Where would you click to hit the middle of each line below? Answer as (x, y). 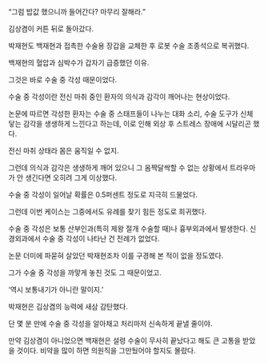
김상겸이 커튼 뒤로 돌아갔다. (51, 29)
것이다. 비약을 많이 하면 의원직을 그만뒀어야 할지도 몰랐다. (106, 351)
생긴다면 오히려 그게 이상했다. (71, 178)
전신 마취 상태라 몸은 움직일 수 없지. (64, 151)
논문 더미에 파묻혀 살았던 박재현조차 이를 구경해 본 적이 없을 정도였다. (116, 255)
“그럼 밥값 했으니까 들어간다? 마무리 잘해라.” (77, 12)
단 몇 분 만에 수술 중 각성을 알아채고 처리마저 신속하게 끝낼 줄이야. (110, 323)
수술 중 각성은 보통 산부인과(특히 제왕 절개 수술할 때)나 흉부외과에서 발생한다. (128, 229)
